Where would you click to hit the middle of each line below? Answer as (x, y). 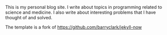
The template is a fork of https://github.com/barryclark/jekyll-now (74, 27)
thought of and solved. (29, 17)
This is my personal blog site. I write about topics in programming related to (84, 7)
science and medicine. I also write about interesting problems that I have (81, 12)
